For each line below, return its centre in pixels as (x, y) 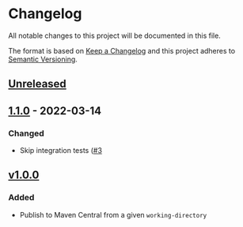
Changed (27, 133)
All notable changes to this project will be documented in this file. (115, 35)
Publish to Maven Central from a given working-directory (113, 214)
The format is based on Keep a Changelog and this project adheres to (122, 50)
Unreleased (38, 84)
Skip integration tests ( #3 (61, 151)
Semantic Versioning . (43, 59)
